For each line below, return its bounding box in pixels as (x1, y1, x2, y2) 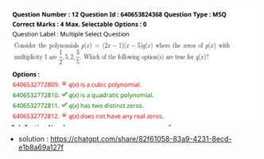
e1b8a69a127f (17, 142, 64, 153)
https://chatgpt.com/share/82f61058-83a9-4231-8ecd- (49, 134, 232, 144)
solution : (17, 134, 49, 144)
